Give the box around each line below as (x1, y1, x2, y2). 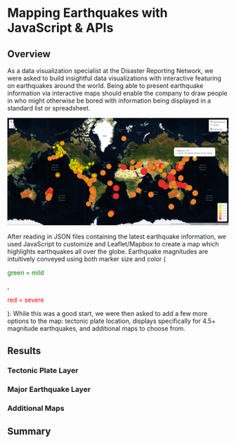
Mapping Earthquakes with (7, 5, 169, 21)
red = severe (7, 296, 44, 304)
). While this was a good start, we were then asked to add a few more (7, 310, 208, 318)
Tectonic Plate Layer (7, 366, 79, 376)
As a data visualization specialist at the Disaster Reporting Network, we (7, 67, 214, 75)
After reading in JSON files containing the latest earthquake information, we (7, 232, 227, 241)
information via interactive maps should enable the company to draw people (7, 89, 228, 97)
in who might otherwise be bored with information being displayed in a (7, 96, 211, 105)
